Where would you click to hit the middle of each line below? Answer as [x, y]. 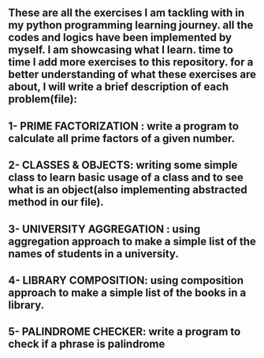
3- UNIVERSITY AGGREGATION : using [104, 229]
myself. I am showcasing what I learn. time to [121, 50]
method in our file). [56, 202]
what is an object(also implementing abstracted [128, 190]
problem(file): [43, 99]
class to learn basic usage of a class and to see [126, 178]
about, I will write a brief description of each [119, 87]
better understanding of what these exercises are [132, 75]
